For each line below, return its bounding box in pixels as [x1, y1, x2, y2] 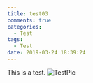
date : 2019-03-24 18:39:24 [7, 50, 86, 56]
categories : [7, 23, 42, 30]
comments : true [7, 17, 52, 24]
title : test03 [7, 10, 49, 17]
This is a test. [7, 68, 46, 77]
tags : [7, 36, 23, 43]
